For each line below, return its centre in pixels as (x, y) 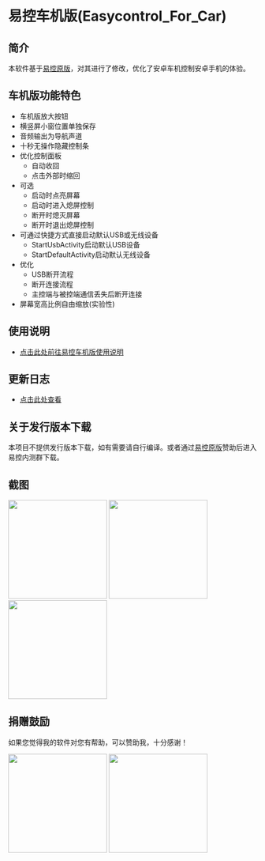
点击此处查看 (40, 399)
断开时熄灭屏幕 (56, 215)
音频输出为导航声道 (51, 136)
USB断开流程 (52, 274)
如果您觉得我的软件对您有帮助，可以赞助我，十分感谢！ (98, 742)
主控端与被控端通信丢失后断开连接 (87, 294)
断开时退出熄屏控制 (63, 225)
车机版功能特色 (45, 96)
